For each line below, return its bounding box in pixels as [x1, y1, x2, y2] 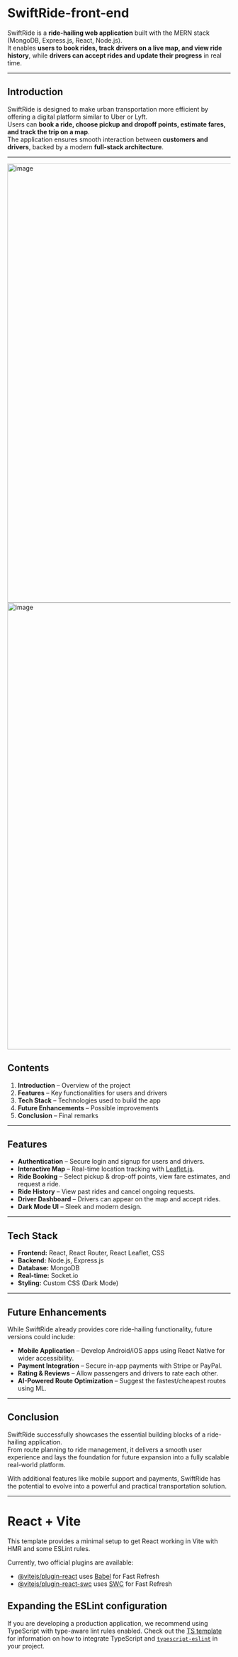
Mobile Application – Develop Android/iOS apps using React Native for [17, 1346, 225, 1355]
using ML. [17, 1384, 47, 1393]
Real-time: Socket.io [17, 1271, 79, 1280]
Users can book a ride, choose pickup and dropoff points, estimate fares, [7, 119, 226, 129]
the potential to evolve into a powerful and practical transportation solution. [7, 1481, 227, 1490]
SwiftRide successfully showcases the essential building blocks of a [7, 1430, 206, 1439]
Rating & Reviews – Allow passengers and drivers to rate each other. [17, 1369, 218, 1377]
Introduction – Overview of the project [17, 1080, 131, 1089]
